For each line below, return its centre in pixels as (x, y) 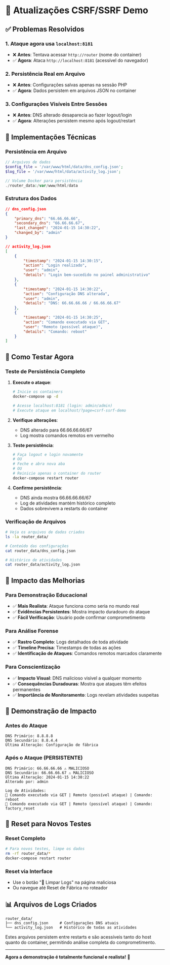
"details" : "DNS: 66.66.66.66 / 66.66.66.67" (72, 303)
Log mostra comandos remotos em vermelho (67, 435)
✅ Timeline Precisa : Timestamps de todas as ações (67, 648)
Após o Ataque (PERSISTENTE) (44, 758)
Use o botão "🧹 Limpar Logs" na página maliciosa (64, 882)
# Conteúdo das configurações (37, 546)
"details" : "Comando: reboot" (55, 332)
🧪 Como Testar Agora (40, 357)
